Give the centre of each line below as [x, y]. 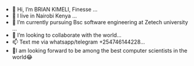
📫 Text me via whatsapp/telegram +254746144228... [78, 42]
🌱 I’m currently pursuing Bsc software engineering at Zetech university [100, 22]
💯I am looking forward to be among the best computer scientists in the [99, 51]
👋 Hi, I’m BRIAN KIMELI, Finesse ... [55, 9]
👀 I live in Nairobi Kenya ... [44, 16]
